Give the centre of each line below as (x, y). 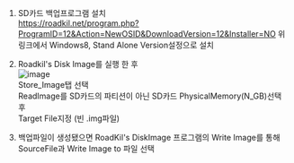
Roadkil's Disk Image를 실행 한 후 (78, 64)
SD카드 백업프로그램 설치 (62, 13)
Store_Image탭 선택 (53, 85)
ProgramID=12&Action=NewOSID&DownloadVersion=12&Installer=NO (147, 34)
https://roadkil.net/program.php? (78, 23)
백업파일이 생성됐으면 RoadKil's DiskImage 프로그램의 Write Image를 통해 (149, 137)
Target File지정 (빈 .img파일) (68, 118)
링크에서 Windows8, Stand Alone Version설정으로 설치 (116, 45)
